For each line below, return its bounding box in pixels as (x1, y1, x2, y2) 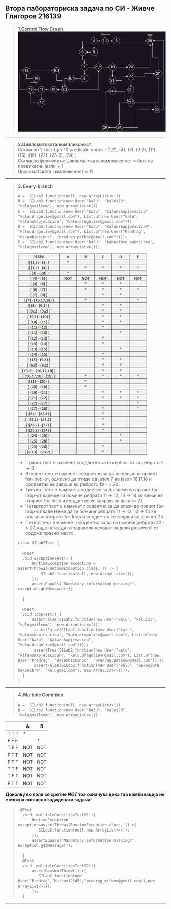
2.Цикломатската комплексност (17, 141, 92, 147)
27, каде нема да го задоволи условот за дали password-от (30, 525, 159, 531)
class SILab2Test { (17, 540, 60, 546)
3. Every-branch (17, 183, 53, 189)
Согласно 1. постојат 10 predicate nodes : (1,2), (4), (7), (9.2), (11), (17, 147, 157, 153)
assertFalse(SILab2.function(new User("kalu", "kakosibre (34, 663, 159, 668)
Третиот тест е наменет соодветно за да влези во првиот (25, 487, 151, 493)
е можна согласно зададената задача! (5, 797, 92, 803)
